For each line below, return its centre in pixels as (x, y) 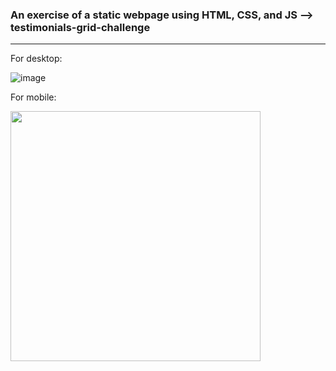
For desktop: (36, 59)
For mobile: (33, 97)
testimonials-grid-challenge (80, 27)
